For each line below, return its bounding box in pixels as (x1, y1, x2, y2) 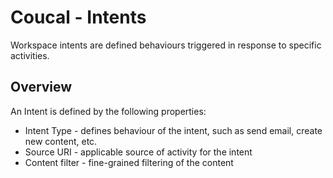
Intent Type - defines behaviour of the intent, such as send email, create (24, 124, 323, 136)
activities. (10, 49, 50, 61)
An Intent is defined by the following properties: (10, 105, 207, 117)
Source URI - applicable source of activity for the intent (24, 146, 253, 158)
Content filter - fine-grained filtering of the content (24, 156, 234, 168)
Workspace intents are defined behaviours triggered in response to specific (10, 39, 322, 51)
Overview (10, 79, 73, 96)
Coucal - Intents (10, 6, 147, 29)
